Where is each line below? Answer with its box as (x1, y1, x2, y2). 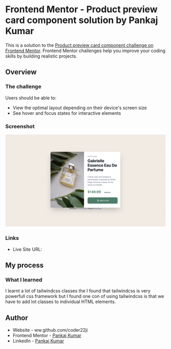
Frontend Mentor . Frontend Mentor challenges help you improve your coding (5, 47, 166, 54)
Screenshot (5, 122, 35, 130)
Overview (5, 68, 37, 77)
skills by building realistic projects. (5, 53, 77, 59)
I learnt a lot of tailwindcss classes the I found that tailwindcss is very (5, 288, 151, 294)
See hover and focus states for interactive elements (12, 110, 121, 116)
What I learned (5, 276, 42, 283)
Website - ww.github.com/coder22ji (12, 327, 88, 333)
